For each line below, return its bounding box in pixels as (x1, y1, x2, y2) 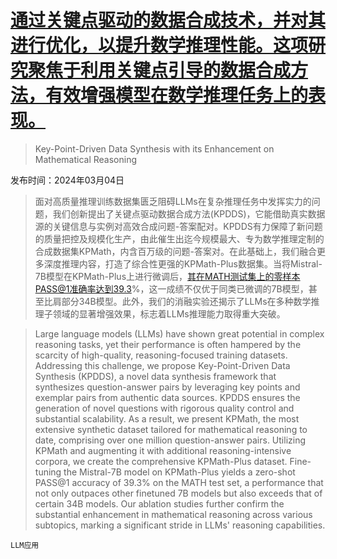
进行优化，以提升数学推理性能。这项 (10, 34, 309, 57)
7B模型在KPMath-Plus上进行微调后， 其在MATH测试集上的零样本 (34, 270, 301, 282)
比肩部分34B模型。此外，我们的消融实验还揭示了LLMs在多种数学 (43, 295, 312, 307)
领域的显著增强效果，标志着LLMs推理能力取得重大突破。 (52, 307, 286, 320)
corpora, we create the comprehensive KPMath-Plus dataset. (34, 455, 288, 467)
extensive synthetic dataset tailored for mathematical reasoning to (34, 423, 308, 435)
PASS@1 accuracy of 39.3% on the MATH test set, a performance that (34, 476, 324, 488)
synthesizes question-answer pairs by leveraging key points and (34, 381, 301, 393)
